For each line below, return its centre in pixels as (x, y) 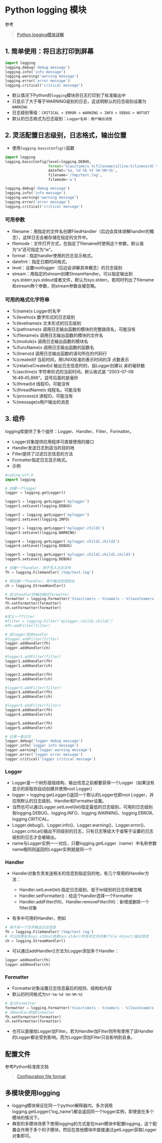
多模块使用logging (33, 1093)
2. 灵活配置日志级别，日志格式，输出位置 (66, 136)
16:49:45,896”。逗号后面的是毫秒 (45, 378)
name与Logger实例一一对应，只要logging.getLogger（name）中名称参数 (84, 843)
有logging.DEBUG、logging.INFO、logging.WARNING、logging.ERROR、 (84, 813)
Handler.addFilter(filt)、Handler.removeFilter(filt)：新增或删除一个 (84, 902)
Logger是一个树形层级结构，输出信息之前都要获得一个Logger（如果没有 (83, 783)
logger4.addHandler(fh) (29, 710)
